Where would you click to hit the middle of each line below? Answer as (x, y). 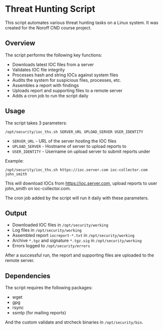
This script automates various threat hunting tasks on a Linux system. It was (82, 23)
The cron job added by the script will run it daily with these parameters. (77, 198)
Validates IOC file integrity (38, 70)
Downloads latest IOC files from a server (53, 64)
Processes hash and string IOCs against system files (65, 75)
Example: (14, 161)
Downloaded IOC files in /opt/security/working (60, 225)
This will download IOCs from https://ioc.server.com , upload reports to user (81, 183)
